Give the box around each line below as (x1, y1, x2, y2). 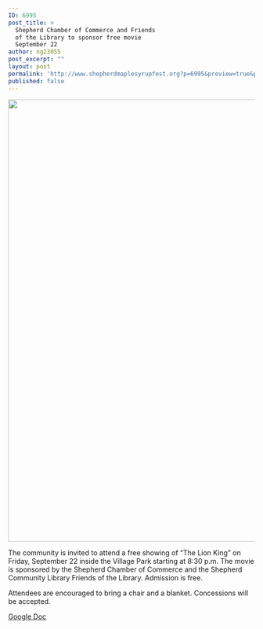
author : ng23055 (8, 48, 61, 56)
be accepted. (8, 596, 51, 605)
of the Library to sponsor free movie (15, 33, 142, 42)
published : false (8, 77, 65, 85)
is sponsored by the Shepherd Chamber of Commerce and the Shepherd (8, 565, 243, 574)
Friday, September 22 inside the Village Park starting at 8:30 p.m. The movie (8, 556, 254, 565)
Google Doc (8, 612, 47, 621)
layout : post (8, 63, 51, 71)
